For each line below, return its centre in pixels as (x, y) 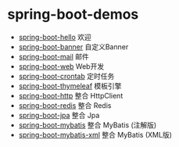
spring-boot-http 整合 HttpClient (71, 95)
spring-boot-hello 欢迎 (55, 37)
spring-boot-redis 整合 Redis (65, 105)
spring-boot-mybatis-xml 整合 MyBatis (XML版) (95, 134)
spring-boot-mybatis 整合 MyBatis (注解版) (88, 125)
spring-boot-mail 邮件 (54, 56)
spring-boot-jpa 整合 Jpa (59, 115)
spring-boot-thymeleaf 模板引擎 (70, 86)
